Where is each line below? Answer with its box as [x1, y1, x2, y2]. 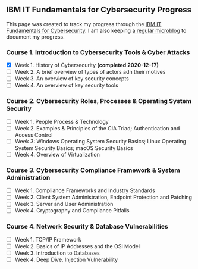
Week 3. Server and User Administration [14, 201, 114, 208]
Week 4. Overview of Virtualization [14, 151, 100, 158]
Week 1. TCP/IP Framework [14, 236, 81, 243]
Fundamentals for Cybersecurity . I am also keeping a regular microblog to [6, 27, 187, 34]
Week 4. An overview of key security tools [14, 82, 119, 89]
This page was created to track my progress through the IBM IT [6, 20, 162, 27]
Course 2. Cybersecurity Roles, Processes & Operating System [6, 97, 192, 105]
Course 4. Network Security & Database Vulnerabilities [6, 223, 168, 231]
